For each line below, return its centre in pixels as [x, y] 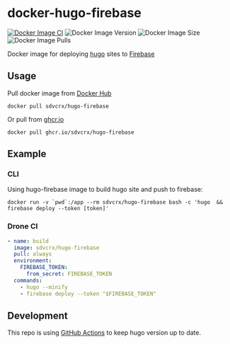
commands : [28, 280]
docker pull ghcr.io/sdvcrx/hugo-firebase [71, 132]
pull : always [33, 254]
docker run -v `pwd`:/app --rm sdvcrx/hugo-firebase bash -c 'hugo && [115, 202]
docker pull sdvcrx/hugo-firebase [58, 106]
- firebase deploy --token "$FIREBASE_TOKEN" [88, 294]
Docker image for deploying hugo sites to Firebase [81, 54]
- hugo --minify [44, 287]
